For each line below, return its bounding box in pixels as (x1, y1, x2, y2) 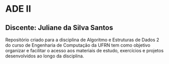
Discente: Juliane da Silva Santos (5, 23, 114, 32)
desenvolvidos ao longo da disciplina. (5, 53, 84, 59)
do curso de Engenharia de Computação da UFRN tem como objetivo (5, 42, 151, 48)
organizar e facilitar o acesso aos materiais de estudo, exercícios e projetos (5, 48, 164, 53)
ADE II (5, 3, 32, 15)
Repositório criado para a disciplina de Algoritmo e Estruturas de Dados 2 (5, 37, 159, 43)
